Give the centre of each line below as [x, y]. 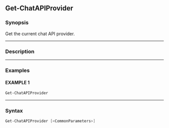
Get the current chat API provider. [40, 34]
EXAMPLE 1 [18, 82]
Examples [18, 70]
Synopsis [17, 23]
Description [20, 51]
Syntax [14, 110]
